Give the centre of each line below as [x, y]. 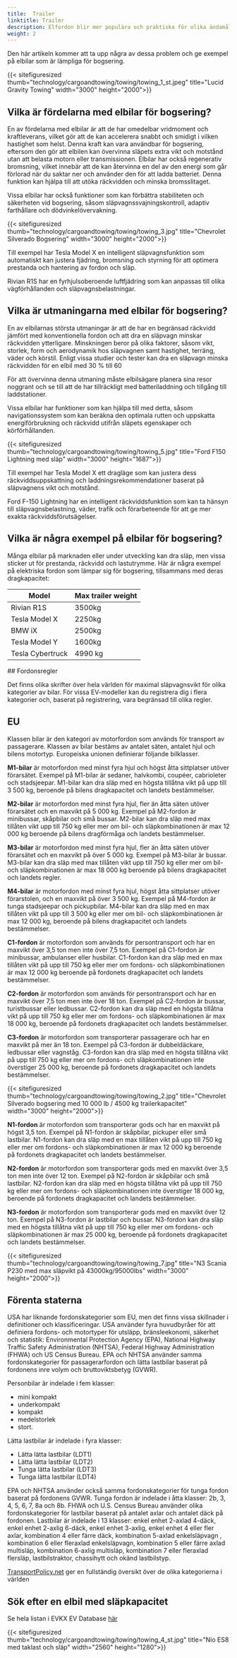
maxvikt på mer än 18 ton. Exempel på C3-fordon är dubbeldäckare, [106, 1044]
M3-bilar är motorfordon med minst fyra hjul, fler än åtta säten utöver [108, 847]
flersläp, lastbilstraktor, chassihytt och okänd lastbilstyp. [89, 1558]
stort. [25, 1427]
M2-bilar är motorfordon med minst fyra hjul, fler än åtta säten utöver [108, 804]
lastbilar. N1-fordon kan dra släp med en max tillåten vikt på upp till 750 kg [115, 1139]
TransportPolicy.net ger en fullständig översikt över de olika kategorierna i [115, 1572]
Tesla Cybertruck [39, 653]
